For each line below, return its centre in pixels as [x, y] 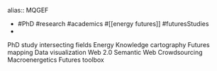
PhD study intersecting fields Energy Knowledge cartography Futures [109, 45]
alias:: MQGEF [28, 10]
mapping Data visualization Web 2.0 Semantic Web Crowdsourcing [105, 52]
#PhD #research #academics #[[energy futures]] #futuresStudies [113, 24]
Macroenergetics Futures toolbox [56, 60]
